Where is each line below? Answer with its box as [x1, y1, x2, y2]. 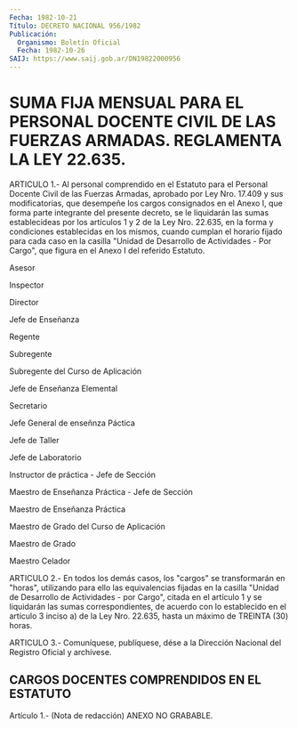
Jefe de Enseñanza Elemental [9, 383, 118, 393]
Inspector [9, 279, 44, 290]
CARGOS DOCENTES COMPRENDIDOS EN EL [9, 673, 262, 688]
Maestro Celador [9, 555, 71, 566]
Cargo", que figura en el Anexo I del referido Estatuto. [9, 245, 205, 255]
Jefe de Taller [9, 434, 60, 445]
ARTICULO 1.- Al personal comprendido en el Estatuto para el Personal [9, 179, 269, 190]
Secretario [9, 400, 48, 410]
